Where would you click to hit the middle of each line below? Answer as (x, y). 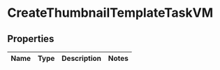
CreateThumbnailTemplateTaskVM (110, 13)
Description (81, 58)
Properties (31, 39)
